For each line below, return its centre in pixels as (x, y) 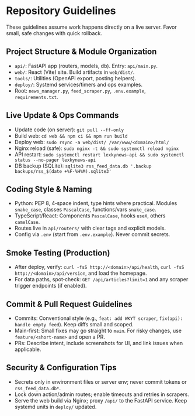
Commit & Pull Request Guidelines (69, 304)
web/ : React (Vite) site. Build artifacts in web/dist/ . (74, 72)
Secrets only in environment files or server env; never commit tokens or (100, 381)
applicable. (28, 349)
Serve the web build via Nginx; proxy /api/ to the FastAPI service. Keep (101, 400)
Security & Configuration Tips (61, 368)
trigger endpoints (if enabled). (51, 286)
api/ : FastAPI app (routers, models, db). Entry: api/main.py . (86, 66)
